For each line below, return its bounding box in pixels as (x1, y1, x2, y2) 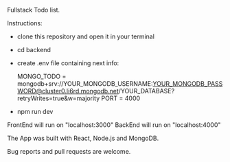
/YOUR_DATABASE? (118, 87, 175, 95)
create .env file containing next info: (16, 59, 119, 67)
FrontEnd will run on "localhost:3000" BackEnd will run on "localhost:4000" (7, 121, 221, 129)
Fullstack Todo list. (7, 6, 60, 14)
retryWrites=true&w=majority (16, 94, 100, 102)
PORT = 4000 (101, 94, 141, 102)
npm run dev (16, 108, 54, 115)
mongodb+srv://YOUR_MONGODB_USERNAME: (16, 80, 153, 88)
